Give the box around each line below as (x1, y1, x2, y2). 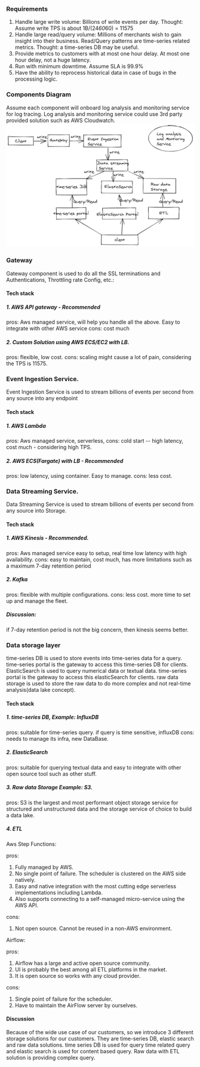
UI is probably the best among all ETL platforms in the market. (14, 965, 167, 973)
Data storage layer (6, 641, 61, 649)
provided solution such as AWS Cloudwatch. (6, 116, 115, 124)
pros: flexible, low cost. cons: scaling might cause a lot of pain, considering (6, 354, 192, 361)
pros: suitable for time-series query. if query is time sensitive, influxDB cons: (6, 728, 195, 736)
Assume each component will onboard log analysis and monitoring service (6, 104, 190, 111)
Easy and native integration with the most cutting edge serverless (14, 882, 177, 890)
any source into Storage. (6, 507, 67, 514)
